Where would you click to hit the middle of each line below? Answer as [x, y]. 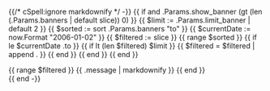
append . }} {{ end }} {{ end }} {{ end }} [73, 54]
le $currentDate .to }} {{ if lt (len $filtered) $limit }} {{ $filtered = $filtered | [132, 46]
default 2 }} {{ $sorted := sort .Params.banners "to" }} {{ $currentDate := [130, 29]
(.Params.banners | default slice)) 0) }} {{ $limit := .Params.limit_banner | [129, 20]
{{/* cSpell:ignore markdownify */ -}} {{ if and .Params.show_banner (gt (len [135, 12]
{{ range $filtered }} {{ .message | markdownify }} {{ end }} [107, 70]
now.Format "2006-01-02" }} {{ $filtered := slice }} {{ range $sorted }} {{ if [133, 37]
